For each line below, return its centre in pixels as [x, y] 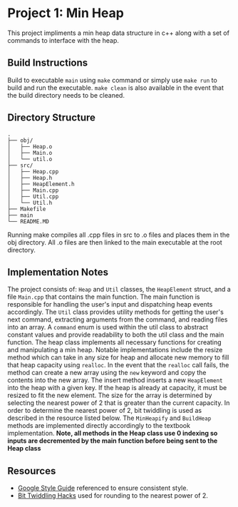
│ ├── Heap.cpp [33, 171]
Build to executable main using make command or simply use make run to [112, 80]
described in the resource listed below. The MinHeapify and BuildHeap [109, 418]
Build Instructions [48, 63]
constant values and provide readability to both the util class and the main [116, 335]
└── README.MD [29, 221]
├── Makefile [27, 209]
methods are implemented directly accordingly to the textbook [99, 426]
